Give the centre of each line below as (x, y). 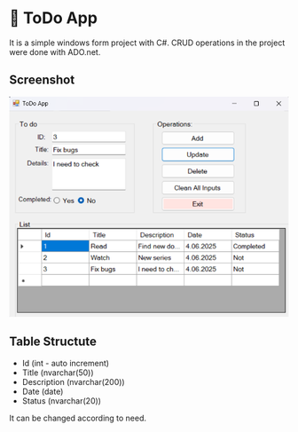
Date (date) (43, 391)
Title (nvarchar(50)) (58, 373)
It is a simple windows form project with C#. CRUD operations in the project (147, 43)
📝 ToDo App (53, 18)
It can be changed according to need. (78, 418)
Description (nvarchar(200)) (74, 381)
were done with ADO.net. (55, 51)
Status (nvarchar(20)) (62, 401)
